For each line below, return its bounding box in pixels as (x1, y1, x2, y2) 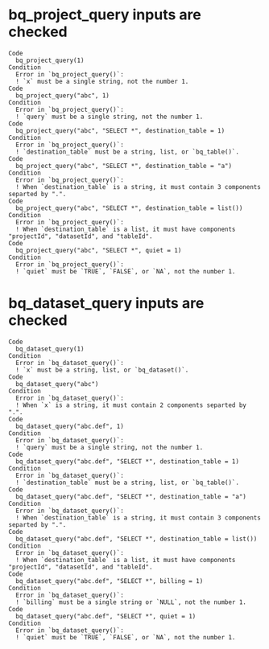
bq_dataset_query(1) (15, 344, 85, 353)
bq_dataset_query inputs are (8, 294, 205, 313)
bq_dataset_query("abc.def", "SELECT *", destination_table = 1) (15, 457, 240, 466)
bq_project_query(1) (15, 56, 85, 64)
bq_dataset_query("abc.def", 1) (15, 422, 125, 430)
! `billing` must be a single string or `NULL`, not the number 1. (15, 598, 247, 606)
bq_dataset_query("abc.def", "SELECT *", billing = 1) (15, 577, 204, 585)
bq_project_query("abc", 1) (15, 91, 110, 100)
